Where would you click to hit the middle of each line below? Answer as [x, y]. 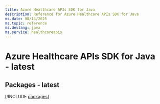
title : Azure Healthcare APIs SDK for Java [50, 10]
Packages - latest [32, 85]
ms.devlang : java [23, 28]
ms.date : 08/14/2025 [26, 19]
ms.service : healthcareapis [34, 32]
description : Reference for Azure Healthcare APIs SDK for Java [72, 14]
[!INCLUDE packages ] [27, 96]
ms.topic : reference [26, 23]
